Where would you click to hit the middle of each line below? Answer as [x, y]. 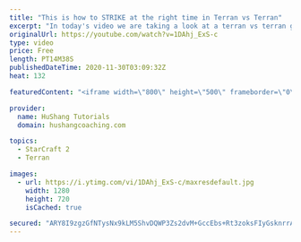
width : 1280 [47, 190]
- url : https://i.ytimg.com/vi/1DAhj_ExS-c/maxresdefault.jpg [136, 182]
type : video [31, 43]
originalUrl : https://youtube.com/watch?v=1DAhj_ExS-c [114, 34]
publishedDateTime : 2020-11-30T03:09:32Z [88, 68]
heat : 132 [28, 76]
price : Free [31, 51]
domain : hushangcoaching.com [72, 125]
